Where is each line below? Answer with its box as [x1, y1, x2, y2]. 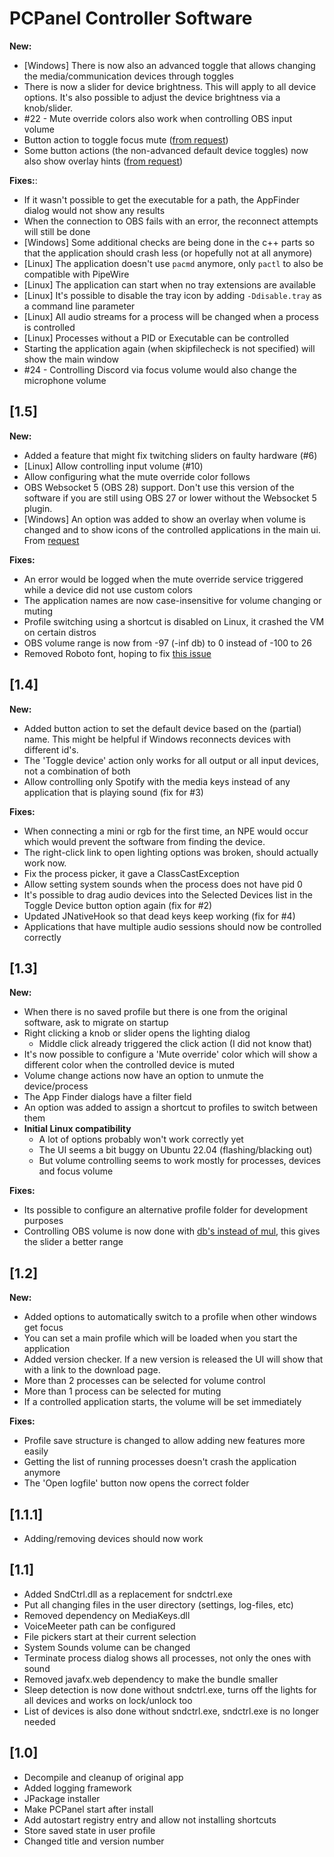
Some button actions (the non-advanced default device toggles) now [23, 144, 309, 156]
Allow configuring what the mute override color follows [23, 470, 251, 482]
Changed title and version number [23, 1835, 165, 1847]
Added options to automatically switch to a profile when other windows [23, 1311, 317, 1323]
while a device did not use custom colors [23, 583, 193, 596]
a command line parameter [23, 300, 136, 312]
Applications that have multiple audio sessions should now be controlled [23, 920, 322, 932]
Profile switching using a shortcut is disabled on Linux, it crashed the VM [23, 615, 325, 627]
